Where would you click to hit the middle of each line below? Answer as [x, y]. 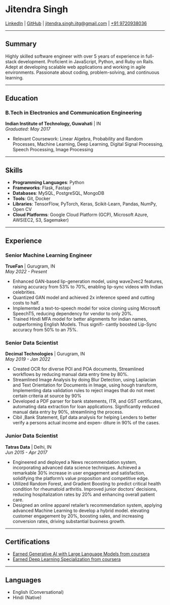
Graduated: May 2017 [28, 129]
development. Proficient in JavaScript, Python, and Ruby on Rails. [86, 61]
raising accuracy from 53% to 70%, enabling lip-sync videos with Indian [88, 286]
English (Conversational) [38, 592]
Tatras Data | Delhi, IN [29, 447]
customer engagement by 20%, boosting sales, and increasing [78, 516]
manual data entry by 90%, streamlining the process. [68, 412]
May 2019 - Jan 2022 [28, 359]
